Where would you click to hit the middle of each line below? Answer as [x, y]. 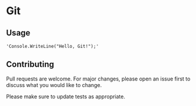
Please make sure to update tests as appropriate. [66, 97]
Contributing [30, 64]
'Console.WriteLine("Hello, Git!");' [53, 46]
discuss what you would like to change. [54, 85]
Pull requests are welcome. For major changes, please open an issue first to [98, 79]
